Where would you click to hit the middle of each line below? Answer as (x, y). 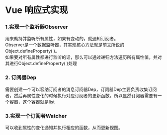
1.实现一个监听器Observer (37, 27)
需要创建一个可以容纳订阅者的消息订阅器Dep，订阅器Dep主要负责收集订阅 (81, 89)
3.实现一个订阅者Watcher (36, 116)
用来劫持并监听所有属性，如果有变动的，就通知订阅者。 (62, 39)
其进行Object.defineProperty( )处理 (41, 64)
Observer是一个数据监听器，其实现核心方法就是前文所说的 (65, 45)
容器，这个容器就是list (32, 102)
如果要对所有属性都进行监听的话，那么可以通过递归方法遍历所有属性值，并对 (83, 57)
